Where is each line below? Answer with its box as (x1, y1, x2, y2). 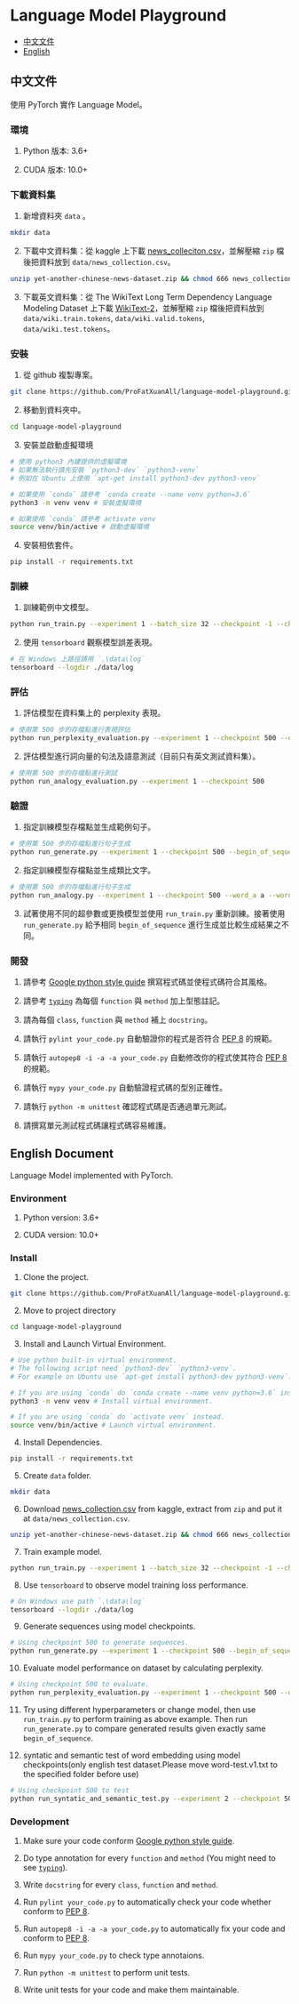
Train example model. (22, 1546, 103, 1557)
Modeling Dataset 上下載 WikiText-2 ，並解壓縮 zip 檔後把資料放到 (22, 303, 264, 314)
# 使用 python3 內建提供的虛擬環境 (10, 457, 127, 467)
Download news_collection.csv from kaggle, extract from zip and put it (22, 1503, 282, 1514)
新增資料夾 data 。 (22, 211, 91, 221)
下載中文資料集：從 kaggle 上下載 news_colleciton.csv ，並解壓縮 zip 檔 (22, 245, 285, 256)
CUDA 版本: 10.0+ (22, 165, 88, 175)
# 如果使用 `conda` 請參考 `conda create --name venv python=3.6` (10, 490, 252, 499)
